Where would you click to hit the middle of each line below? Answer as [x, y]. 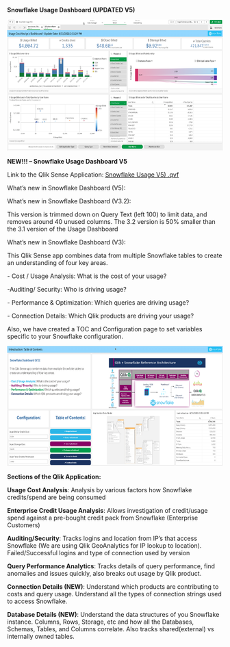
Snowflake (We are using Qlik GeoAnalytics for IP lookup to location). [104, 546]
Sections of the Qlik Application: [54, 477]
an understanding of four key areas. [57, 262]
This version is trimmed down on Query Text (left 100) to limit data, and [107, 214]
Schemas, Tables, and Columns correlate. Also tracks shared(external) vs [111, 629]
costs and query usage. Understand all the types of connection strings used [114, 594]
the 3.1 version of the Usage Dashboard [63, 229]
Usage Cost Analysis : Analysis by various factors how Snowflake [100, 490]
